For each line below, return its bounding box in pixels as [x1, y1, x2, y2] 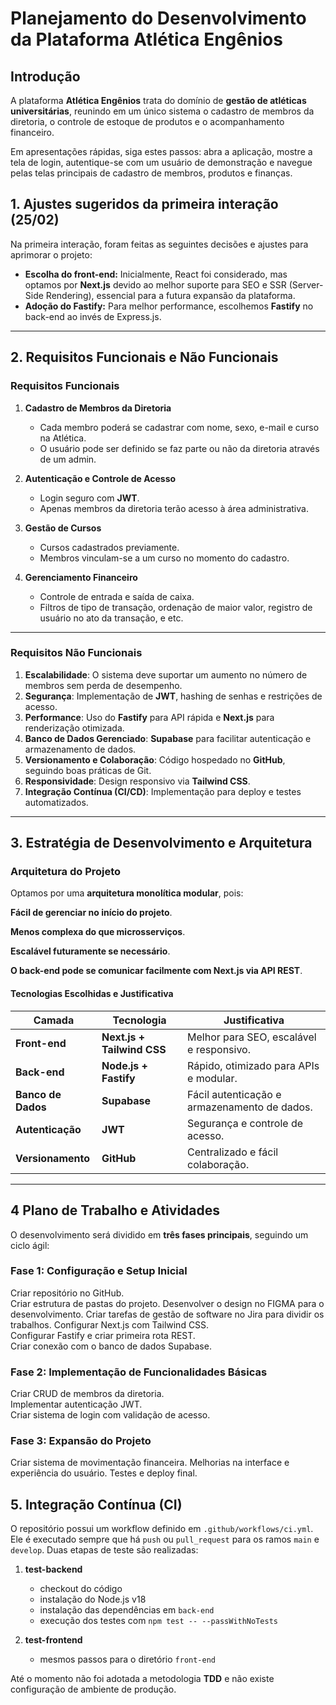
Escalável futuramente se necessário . [10, 945, 171, 957]
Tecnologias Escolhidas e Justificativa [10, 988, 174, 1000]
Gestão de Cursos [24, 522, 102, 534]
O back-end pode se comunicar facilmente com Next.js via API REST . [10, 965, 303, 977]
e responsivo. [187, 1042, 251, 1056]
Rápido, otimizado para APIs [187, 1058, 320, 1072]
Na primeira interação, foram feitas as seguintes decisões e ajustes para [10, 238, 309, 250]
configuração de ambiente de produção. [10, 1683, 177, 1696]
